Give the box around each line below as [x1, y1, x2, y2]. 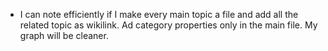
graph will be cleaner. [19, 30, 109, 41]
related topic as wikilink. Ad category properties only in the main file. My [19, 19, 318, 31]
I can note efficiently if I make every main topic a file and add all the [19, 9, 299, 20]
